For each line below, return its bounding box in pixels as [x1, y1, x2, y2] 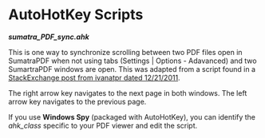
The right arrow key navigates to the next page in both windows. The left [8, 88, 247, 97]
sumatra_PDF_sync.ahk [8, 32, 89, 41]
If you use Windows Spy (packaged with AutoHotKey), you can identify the [8, 112, 256, 121]
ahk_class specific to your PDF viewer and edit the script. [8, 120, 198, 130]
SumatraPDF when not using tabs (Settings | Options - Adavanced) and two [8, 56, 257, 65]
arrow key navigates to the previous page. [8, 97, 147, 106]
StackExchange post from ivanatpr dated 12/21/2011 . [8, 73, 181, 82]
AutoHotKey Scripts [8, 6, 144, 24]
